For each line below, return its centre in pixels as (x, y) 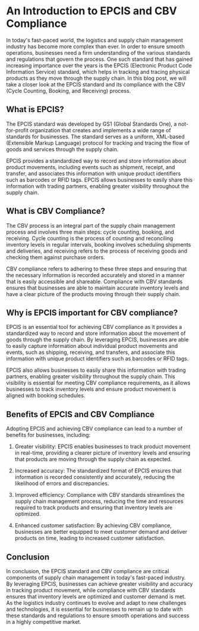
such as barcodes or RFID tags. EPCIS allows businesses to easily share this (99, 179)
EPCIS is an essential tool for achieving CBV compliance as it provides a (94, 327)
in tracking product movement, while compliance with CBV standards (91, 590)
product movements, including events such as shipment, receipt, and (91, 167)
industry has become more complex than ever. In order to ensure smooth (96, 46)
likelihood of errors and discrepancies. (62, 483)
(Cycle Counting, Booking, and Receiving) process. (69, 91)
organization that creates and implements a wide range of (100, 130)
